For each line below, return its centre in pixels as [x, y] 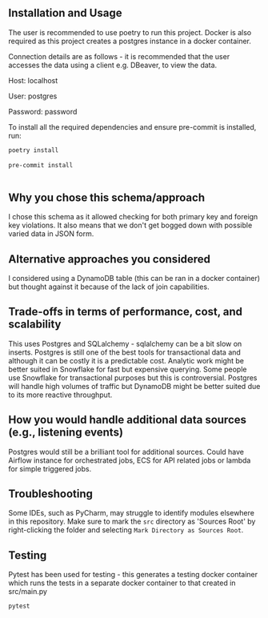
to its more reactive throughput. [60, 395]
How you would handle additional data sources [127, 420]
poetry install [34, 150]
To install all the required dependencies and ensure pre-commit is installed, [132, 126]
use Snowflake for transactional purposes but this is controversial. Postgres [133, 377]
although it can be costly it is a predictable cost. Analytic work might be [126, 360]
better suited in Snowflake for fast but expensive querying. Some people [128, 369]
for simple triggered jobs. [50, 468]
